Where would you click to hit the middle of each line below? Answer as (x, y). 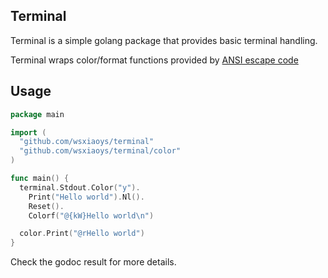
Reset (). (46, 206)
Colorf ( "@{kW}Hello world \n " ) (91, 215)
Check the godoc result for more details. (93, 262)
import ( (28, 132)
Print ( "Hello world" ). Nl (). (86, 197)
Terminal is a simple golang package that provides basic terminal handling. (164, 40)
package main (37, 114)
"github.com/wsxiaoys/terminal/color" (100, 151)
